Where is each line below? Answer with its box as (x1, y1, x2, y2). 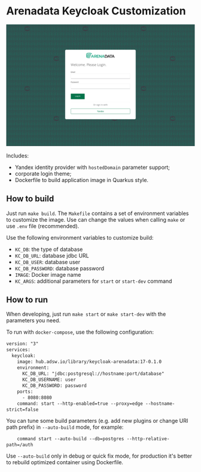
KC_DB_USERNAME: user (22, 377, 77, 383)
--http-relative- (126, 436, 170, 442)
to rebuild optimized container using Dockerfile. (6, 459, 124, 466)
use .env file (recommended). (6, 222, 80, 229)
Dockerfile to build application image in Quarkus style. (14, 176, 148, 183)
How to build (6, 193, 54, 204)
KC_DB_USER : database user (14, 258, 81, 265)
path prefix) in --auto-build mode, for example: (6, 423, 124, 431)
